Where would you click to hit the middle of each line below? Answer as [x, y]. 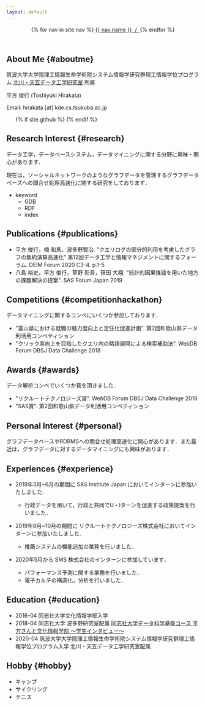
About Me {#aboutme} [50, 59]
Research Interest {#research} [66, 139]
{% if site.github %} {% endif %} [56, 120]
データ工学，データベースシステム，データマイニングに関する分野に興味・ [100, 154]
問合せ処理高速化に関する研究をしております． [91, 182]
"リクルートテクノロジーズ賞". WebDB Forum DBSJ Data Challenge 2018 [106, 398]
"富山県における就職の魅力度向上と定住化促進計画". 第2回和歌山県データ [106, 328]
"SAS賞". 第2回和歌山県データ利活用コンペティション [82, 406]
